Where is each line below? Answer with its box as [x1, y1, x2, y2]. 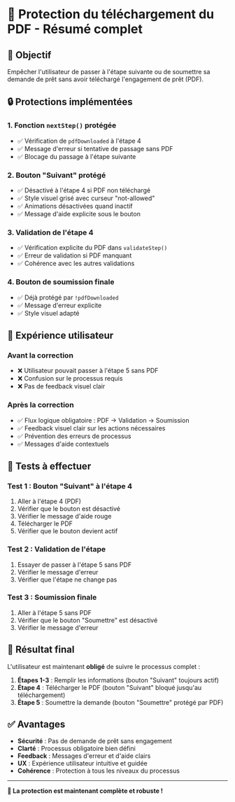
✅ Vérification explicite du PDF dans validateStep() [17, 244, 168, 252]
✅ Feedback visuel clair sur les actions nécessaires [17, 423, 166, 432]
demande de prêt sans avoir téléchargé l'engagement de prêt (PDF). [7, 75, 204, 83]
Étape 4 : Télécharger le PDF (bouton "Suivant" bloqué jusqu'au [17, 683, 202, 691]
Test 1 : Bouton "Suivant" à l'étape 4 [7, 481, 133, 491]
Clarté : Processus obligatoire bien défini [17, 745, 136, 753]
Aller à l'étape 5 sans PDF [17, 608, 92, 617]
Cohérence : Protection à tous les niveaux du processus [17, 766, 180, 775]
